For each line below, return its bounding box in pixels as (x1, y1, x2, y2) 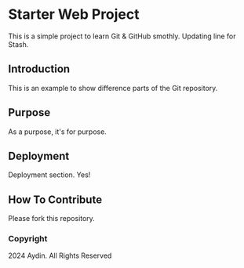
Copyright (8, 234, 48, 244)
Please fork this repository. (8, 214, 96, 223)
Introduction (8, 63, 71, 76)
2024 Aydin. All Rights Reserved (8, 251, 112, 260)
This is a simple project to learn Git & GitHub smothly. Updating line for (8, 31, 237, 41)
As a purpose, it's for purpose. (8, 127, 107, 136)
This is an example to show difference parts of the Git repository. (8, 83, 218, 92)
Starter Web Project (8, 5, 140, 24)
